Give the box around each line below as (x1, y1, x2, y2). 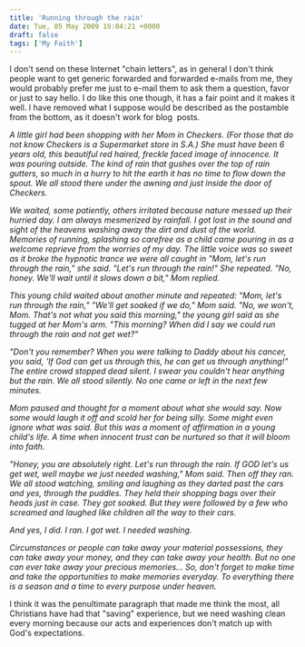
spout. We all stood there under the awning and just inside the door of (9, 178, 272, 189)
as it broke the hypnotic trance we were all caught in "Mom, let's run (9, 254, 266, 264)
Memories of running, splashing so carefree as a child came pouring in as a (9, 234, 294, 245)
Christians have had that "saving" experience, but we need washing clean (9, 608, 286, 619)
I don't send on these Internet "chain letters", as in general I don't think (9, 64, 274, 75)
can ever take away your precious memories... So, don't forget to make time (9, 562, 295, 572)
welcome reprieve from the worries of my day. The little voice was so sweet (9, 244, 293, 254)
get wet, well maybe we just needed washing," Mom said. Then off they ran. (9, 469, 294, 480)
